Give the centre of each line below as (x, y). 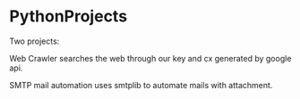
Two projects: (34, 41)
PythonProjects (69, 16)
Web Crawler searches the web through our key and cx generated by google (150, 58)
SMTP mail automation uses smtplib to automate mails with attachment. (141, 85)
